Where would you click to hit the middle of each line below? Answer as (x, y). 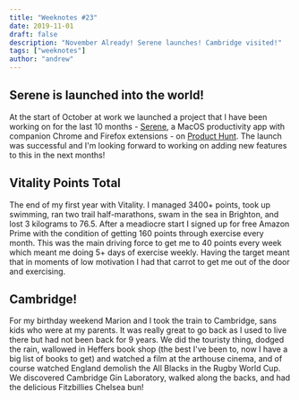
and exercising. (38, 271)
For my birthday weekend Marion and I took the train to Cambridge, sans (143, 321)
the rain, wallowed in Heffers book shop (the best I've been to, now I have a (149, 349)
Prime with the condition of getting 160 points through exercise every (137, 233)
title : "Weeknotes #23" (54, 17)
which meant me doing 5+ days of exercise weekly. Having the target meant (149, 252)
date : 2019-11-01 (42, 26)
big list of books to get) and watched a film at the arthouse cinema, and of (146, 359)
